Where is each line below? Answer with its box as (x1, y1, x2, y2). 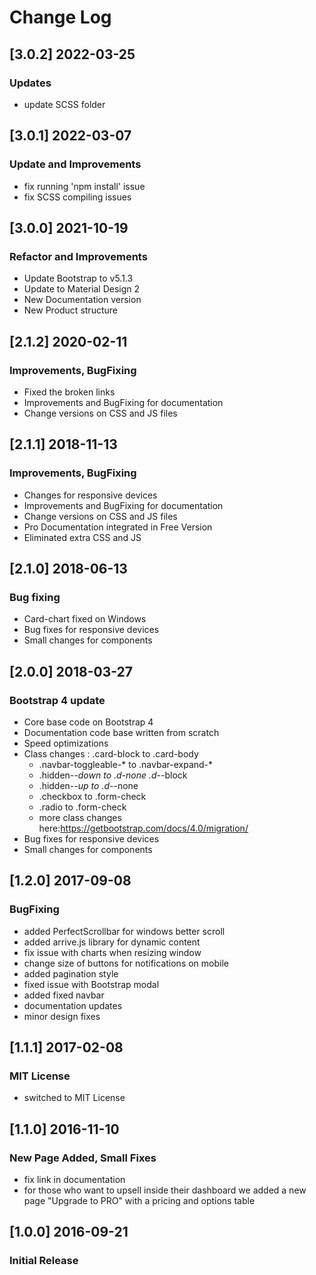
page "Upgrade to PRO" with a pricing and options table (23, 1195, 256, 1207)
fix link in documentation (23, 1174, 126, 1186)
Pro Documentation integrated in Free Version (23, 521, 213, 533)
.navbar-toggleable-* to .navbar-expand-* (38, 759, 214, 770)
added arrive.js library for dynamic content (23, 936, 201, 948)
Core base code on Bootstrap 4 (23, 716, 154, 728)
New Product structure (23, 304, 118, 316)
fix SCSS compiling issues (23, 191, 132, 203)
